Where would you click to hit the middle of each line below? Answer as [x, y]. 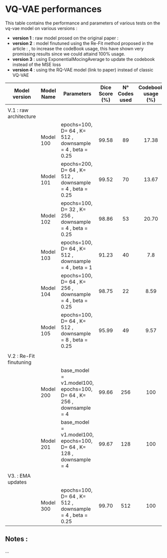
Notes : [17, 539]
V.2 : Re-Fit [21, 356]
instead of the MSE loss [37, 64]
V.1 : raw [18, 110]
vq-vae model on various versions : [41, 28]
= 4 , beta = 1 [77, 267]
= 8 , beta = [74, 339]
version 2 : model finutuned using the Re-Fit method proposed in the [83, 43]
